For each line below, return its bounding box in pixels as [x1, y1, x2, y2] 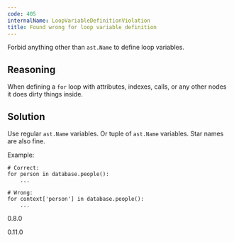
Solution [7, 111, 45, 123]
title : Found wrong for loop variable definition [7, 23, 157, 31]
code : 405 [7, 10, 37, 18]
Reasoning [7, 63, 56, 75]
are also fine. [7, 137, 46, 145]
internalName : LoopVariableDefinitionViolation [7, 17, 151, 24]
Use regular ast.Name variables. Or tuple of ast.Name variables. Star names [7, 129, 224, 138]
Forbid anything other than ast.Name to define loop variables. [7, 43, 184, 52]
